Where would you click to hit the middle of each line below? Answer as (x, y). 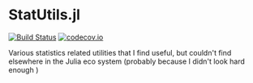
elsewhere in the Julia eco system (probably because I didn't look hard (127, 61)
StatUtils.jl (45, 15)
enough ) (24, 69)
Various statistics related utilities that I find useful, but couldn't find (120, 52)
